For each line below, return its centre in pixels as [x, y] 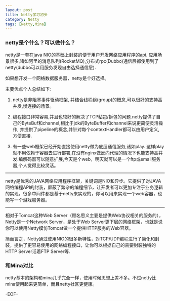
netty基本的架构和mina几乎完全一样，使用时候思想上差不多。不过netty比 [81, 277]
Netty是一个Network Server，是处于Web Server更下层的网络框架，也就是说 [84, 222]
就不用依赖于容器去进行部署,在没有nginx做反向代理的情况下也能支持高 [85, 153]
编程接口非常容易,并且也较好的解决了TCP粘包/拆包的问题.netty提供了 [84, 116]
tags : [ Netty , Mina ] [26, 24]
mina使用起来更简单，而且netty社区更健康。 [51, 284]
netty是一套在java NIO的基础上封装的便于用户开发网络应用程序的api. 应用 [81, 55]
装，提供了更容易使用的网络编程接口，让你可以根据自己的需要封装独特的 [80, 245]
